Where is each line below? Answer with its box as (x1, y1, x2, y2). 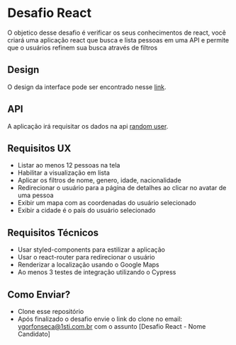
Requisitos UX (7, 142, 72, 154)
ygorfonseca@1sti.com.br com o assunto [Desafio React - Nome (17, 322, 206, 330)
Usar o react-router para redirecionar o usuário (17, 253, 155, 262)
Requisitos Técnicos (7, 226, 99, 238)
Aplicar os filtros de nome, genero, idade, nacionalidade (17, 176, 182, 185)
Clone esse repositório (17, 308, 84, 315)
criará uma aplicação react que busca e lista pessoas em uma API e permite (7, 35, 229, 44)
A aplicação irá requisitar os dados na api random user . (7, 122, 169, 130)
